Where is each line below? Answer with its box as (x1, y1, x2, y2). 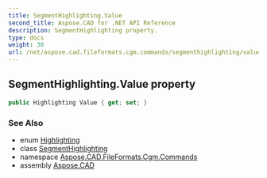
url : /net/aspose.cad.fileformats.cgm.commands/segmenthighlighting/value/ (8, 48, 265, 56)
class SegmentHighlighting (19, 143, 108, 153)
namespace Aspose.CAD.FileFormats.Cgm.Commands (19, 152, 198, 161)
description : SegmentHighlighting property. (8, 26, 158, 34)
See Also (8, 117, 44, 128)
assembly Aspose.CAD (19, 160, 95, 170)
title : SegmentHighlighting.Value (8, 11, 123, 20)
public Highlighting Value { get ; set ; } (8, 98, 148, 107)
